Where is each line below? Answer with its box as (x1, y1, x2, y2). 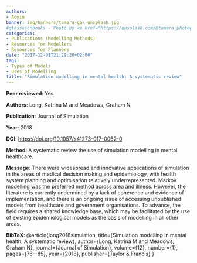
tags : (6, 57, 19, 63)
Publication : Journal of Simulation (6, 112, 89, 120)
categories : (6, 30, 35, 36)
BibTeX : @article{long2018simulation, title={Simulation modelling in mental (6, 232, 186, 239)
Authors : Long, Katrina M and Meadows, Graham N (6, 101, 131, 108)
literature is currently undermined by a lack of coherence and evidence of (6, 189, 184, 196)
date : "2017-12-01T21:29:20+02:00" (6, 52, 93, 58)
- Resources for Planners (6, 47, 69, 53)
